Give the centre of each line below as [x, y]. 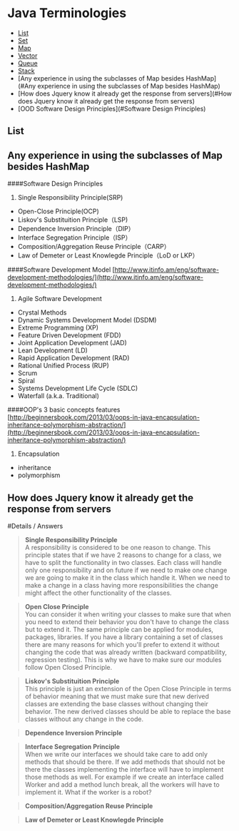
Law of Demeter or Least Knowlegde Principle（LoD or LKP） [108, 255]
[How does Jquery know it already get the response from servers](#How [124, 93]
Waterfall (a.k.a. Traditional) [59, 396]
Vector [27, 56]
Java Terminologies [67, 13]
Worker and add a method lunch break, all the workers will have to [122, 784]
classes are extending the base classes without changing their [117, 703]
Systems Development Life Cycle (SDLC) [78, 388]
